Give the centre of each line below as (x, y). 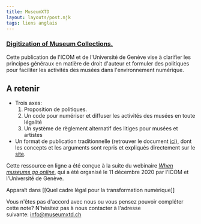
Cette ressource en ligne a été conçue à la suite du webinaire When (90, 166)
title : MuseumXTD (28, 12)
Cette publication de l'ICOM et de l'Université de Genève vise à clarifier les (98, 57)
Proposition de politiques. (55, 109)
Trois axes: (28, 103)
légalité (33, 122)
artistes (33, 135)
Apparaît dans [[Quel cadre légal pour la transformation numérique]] (91, 190)
